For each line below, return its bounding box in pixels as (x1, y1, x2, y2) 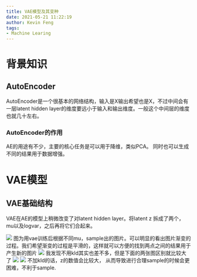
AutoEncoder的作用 (6, 129, 63, 137)
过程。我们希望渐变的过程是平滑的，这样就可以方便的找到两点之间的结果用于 (6, 242, 191, 249)
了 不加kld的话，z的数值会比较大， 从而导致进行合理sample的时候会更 (6, 257, 190, 264)
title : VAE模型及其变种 (6, 8, 59, 15)
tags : (6, 25, 19, 31)
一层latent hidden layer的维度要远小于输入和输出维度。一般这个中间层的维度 (6, 105, 189, 112)
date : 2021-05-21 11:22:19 (6, 14, 72, 20)
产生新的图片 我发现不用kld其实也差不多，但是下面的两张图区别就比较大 (6, 249, 186, 256)
